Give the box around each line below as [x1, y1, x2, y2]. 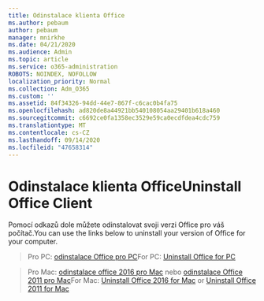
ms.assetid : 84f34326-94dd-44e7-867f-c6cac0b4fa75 [8, 99, 178, 107]
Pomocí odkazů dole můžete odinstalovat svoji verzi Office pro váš [8, 220, 225, 229]
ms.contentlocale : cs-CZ [8, 128, 90, 136]
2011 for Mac [27, 284, 69, 294]
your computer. [8, 237, 58, 247]
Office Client [8, 194, 93, 212]
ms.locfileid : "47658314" [8, 143, 93, 151]
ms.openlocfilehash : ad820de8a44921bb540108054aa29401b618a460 [8, 107, 221, 115]
